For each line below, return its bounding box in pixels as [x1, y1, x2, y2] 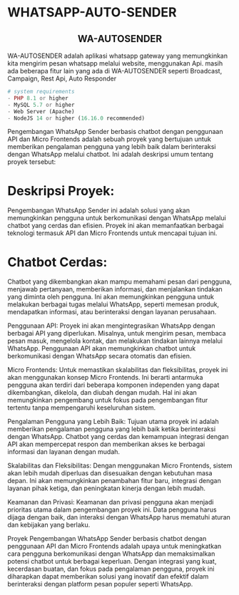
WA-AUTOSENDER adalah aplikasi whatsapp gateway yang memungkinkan [7, 51, 228, 60]
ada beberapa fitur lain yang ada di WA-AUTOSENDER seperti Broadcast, [7, 67, 223, 75]
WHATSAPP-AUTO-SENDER [7, 4, 177, 21]
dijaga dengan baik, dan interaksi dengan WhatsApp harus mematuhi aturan [7, 513, 230, 522]
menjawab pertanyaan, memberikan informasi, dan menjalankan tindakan [7, 285, 223, 294]
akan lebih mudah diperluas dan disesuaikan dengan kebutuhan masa [7, 469, 213, 477]
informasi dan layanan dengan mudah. [7, 447, 120, 456]
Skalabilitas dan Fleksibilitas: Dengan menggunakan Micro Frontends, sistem [7, 461, 233, 470]
